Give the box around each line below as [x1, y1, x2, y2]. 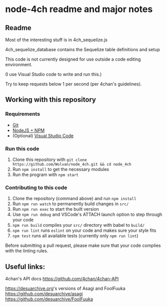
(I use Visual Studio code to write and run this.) [5, 71, 102, 77]
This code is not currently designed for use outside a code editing [5, 56, 141, 62]
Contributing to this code [5, 184, 67, 191]
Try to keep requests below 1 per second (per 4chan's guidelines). [5, 81, 142, 87]
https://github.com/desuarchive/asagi [5, 291, 83, 297]
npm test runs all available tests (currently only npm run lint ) [12, 233, 138, 239]
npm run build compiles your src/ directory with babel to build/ [12, 222, 145, 228]
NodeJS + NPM [12, 127, 45, 133]
